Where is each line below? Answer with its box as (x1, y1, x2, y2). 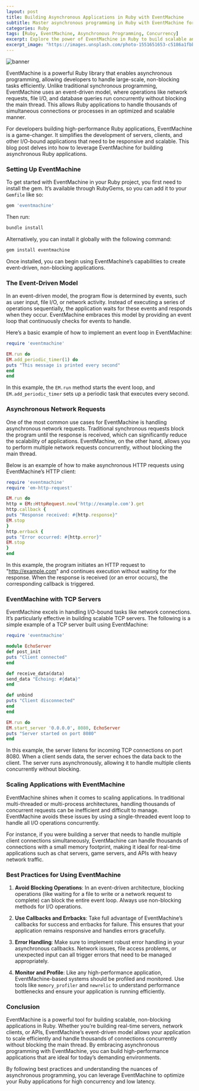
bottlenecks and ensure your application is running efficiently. (14, 988, 166, 995)
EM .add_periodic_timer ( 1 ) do (6, 356, 78, 362)
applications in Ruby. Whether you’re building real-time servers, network (6, 1022, 183, 1029)
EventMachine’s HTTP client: (6, 468, 76, 475)
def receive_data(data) (6, 671, 65, 677)
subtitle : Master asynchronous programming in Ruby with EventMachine (6, 20, 184, 25)
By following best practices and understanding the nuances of (6, 1066, 158, 1073)
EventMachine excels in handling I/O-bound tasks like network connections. (6, 608, 192, 615)
